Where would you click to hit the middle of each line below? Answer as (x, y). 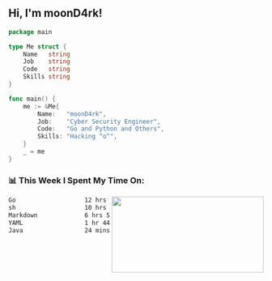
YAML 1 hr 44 (59, 223)
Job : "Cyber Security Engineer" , (99, 121)
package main (30, 32)
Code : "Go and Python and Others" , (101, 129)
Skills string (47, 77)
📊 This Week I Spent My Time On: (76, 180)
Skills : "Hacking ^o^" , (77, 137)
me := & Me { (41, 106)
